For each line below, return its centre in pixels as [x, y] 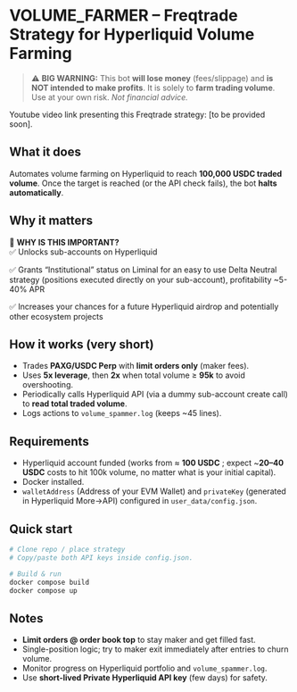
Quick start [41, 529]
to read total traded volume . [74, 404]
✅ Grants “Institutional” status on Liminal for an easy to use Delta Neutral [143, 270]
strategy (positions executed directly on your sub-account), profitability [140, 279]
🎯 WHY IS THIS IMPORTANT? [64, 242]
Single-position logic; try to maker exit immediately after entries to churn [155, 649]
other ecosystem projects [57, 316]
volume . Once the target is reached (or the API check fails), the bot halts [144, 183]
